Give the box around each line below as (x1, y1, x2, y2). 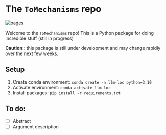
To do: (5, 104, 26, 113)
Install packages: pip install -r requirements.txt (12, 90, 121, 96)
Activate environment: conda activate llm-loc (12, 84, 111, 90)
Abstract (12, 118, 31, 124)
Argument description (12, 123, 59, 130)
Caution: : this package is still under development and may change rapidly (5, 45, 161, 51)
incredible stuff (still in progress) (5, 35, 74, 41)
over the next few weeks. (5, 50, 59, 57)
